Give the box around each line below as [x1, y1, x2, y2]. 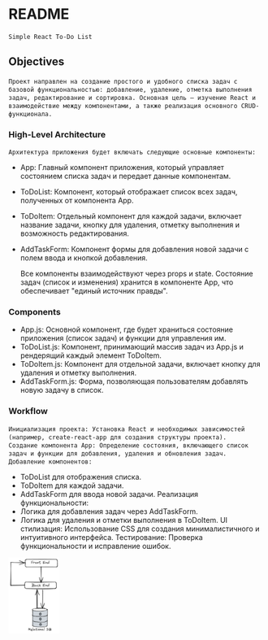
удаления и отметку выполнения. [19, 368, 136, 378]
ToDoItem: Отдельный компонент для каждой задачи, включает [19, 211, 242, 221]
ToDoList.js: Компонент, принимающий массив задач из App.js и [19, 342, 244, 352]
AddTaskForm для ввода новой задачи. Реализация [19, 489, 199, 499]
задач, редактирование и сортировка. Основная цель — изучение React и [8, 94, 256, 102]
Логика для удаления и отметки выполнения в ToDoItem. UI [19, 515, 228, 525]
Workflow [8, 406, 49, 417]
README [8, 5, 70, 24]
